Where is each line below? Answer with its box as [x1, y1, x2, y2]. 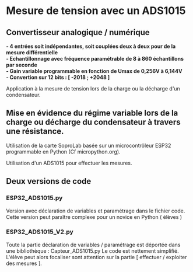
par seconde [6, 61, 37, 68]
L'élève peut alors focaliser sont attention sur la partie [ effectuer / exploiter [6, 253, 188, 260]
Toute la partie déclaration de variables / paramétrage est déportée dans [6, 241, 181, 248]
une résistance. [6, 127, 64, 137]
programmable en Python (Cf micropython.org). [6, 148, 121, 155]
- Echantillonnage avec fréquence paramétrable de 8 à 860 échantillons [6, 55, 184, 62]
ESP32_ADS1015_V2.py [6, 228, 74, 236]
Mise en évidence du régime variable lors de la [6, 108, 178, 118]
